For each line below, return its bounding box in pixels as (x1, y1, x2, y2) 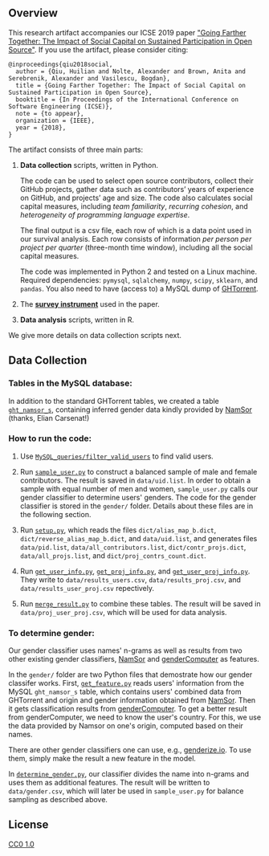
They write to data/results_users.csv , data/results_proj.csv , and (19, 574, 241, 585)
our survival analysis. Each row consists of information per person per (19, 234, 252, 243)
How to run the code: (8, 433, 92, 444)
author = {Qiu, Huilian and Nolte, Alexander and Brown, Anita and (15, 67, 247, 75)
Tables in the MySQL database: (8, 377, 132, 389)
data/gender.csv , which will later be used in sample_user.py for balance (8, 786, 244, 796)
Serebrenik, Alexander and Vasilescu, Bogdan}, (8, 74, 171, 83)
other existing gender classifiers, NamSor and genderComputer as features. (8, 654, 259, 664)
